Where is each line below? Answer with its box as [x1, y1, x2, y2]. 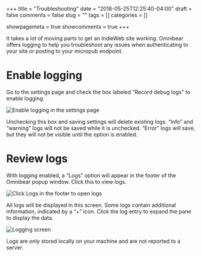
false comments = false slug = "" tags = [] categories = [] [6, 11, 148, 19]
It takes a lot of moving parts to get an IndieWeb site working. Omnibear [6, 35, 184, 41]
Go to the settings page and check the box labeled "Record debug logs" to [6, 88, 191, 96]
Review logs [6, 152, 68, 166]
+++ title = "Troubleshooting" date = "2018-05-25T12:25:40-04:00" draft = [6, 5, 192, 12]
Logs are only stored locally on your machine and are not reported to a [6, 237, 181, 245]
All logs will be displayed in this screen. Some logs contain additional [6, 201, 176, 209]
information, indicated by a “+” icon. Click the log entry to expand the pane [6, 207, 192, 215]
